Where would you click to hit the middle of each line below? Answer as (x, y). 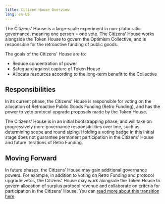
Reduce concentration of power (45, 63)
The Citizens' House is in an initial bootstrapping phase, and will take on (79, 121)
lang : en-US (17, 14)
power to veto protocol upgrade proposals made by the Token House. (76, 112)
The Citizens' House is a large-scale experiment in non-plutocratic (73, 28)
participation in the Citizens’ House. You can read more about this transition (82, 191)
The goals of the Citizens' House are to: (46, 54)
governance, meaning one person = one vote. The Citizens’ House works (80, 34)
